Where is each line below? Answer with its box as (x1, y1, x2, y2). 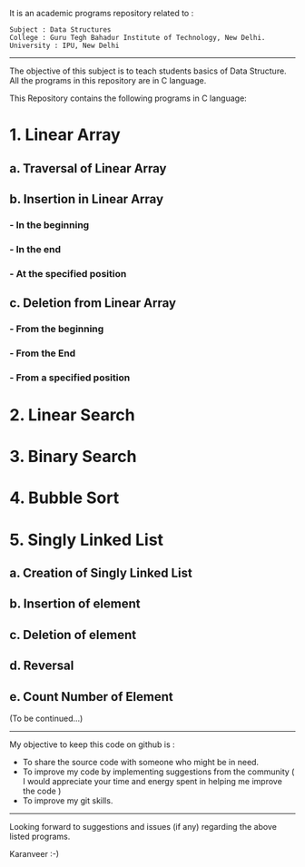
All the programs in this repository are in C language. (9, 75, 207, 85)
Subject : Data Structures (9, 25, 112, 34)
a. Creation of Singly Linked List (9, 566, 192, 581)
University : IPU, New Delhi (9, 41, 120, 50)
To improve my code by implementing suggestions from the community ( (22, 766, 295, 777)
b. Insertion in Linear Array (9, 191, 164, 207)
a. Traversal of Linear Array (9, 161, 167, 176)
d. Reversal (9, 658, 74, 674)
